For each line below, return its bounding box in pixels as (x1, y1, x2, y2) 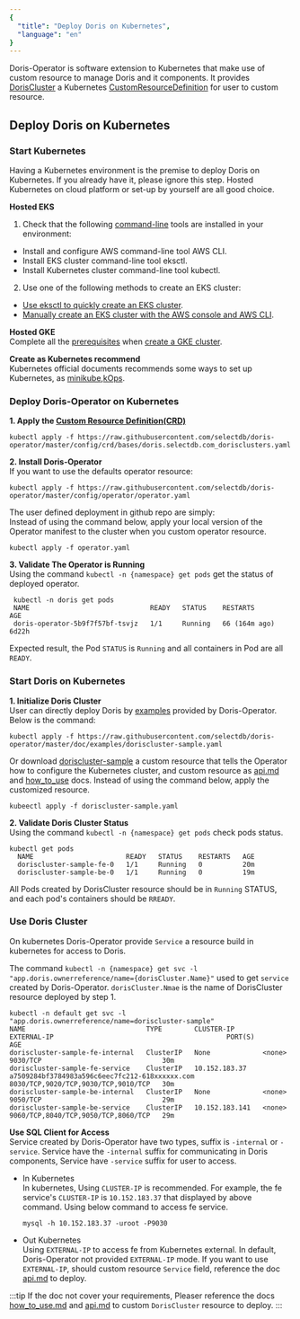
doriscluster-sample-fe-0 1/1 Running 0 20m (17, 860, 255, 869)
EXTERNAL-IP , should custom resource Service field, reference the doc (22, 1263, 281, 1274)
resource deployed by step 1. (9, 991, 117, 1002)
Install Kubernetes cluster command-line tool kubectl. (22, 264, 221, 275)
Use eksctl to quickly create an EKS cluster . (22, 299, 184, 310)
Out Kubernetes (22, 1235, 82, 1245)
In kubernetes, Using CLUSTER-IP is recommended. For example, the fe (22, 1182, 283, 1193)
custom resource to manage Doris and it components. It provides (9, 73, 250, 84)
